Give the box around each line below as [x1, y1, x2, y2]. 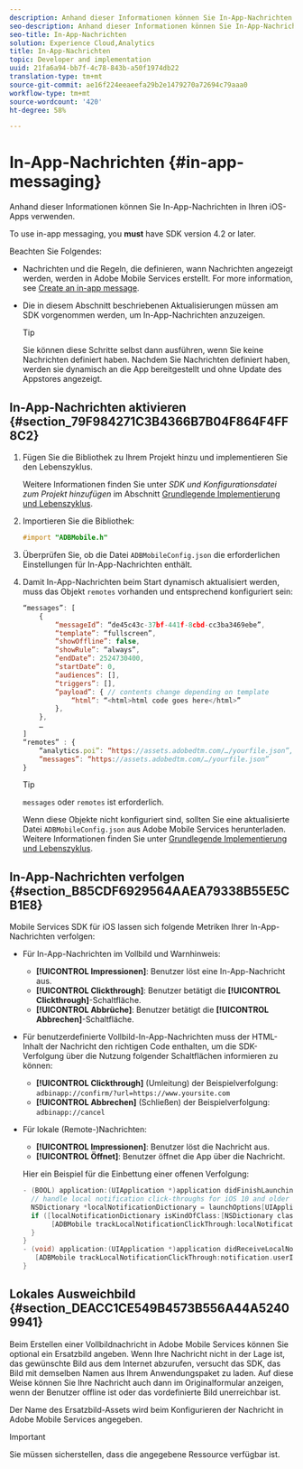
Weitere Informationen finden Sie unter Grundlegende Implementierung [22, 833, 288, 844]
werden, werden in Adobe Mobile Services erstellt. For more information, [22, 273, 293, 284]
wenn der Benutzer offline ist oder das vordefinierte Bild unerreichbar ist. [9, 1387, 281, 1398]
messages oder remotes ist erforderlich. [22, 796, 164, 808]
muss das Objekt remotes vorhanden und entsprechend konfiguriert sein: [22, 586, 293, 597]
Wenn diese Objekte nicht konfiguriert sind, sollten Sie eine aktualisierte [22, 814, 290, 825]
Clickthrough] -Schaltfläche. [35, 995, 142, 1006]
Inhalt [22, 1041, 44, 1052]
